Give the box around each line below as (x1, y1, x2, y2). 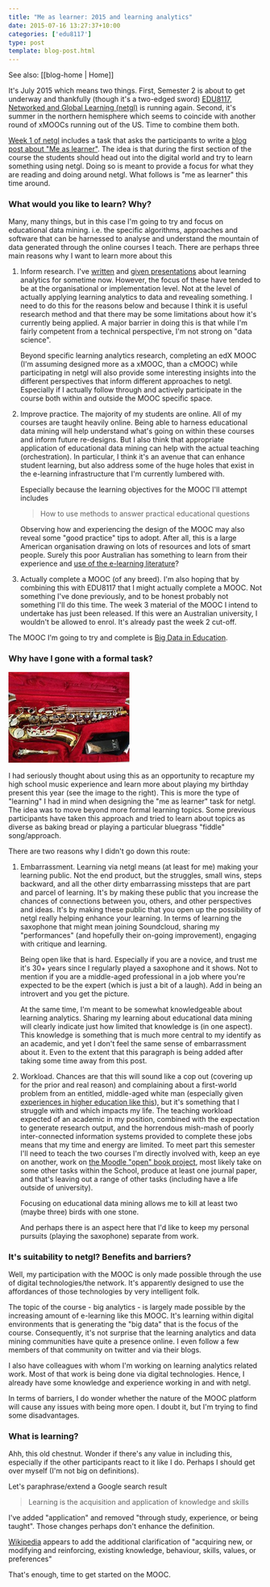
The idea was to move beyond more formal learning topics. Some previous (8, 804, 256, 814)
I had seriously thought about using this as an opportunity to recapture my (8, 771, 255, 780)
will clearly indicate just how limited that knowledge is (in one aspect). (19, 1021, 253, 1031)
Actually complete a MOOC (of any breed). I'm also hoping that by (19, 575, 239, 584)
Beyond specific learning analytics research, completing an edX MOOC (19, 351, 257, 360)
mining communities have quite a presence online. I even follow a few (8, 1336, 239, 1346)
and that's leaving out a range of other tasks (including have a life (19, 1174, 239, 1184)
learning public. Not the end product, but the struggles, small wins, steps (19, 870, 262, 880)
